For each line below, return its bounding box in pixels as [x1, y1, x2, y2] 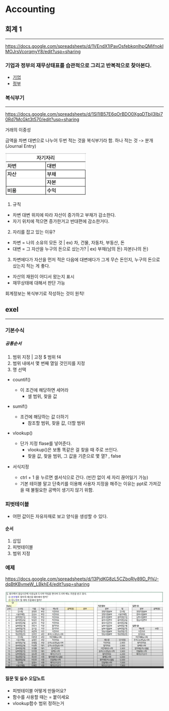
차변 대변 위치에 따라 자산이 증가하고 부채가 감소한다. [12, 212, 116, 218]
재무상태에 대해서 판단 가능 [12, 280, 65, 286]
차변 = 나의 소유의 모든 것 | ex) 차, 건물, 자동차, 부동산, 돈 [12, 239, 125, 245]
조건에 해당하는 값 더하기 [20, 414, 69, 420]
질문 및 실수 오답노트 [5, 675, 45, 682]
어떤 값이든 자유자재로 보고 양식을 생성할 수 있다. [12, 513, 108, 519]
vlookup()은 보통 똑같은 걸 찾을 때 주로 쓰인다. [27, 447, 119, 453]
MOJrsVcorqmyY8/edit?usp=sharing [5, 49, 81, 54]
